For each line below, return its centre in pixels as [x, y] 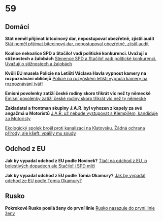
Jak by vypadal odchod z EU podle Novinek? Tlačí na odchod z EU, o [76, 160]
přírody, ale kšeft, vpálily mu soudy [41, 133]
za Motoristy [18, 118]
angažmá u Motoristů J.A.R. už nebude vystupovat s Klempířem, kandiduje [81, 113]
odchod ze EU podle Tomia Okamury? [44, 181]
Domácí [17, 27]
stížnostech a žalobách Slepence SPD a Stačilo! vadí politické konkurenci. [81, 59]
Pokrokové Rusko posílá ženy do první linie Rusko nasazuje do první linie [80, 208]
